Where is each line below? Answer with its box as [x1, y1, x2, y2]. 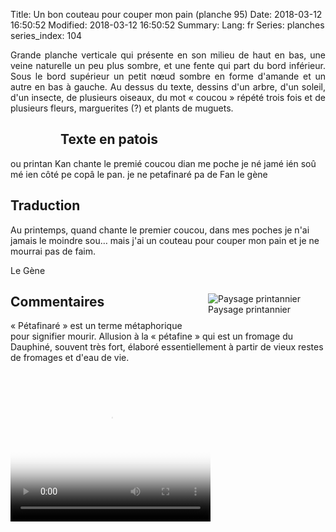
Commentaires [10, 294, 105, 311]
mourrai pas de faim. [10, 245, 96, 257]
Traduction [10, 197, 81, 214]
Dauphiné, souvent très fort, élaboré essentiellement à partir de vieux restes [10, 341, 324, 353]
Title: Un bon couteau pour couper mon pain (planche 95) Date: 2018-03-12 [10, 9, 323, 20]
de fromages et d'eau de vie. [10, 352, 130, 364]
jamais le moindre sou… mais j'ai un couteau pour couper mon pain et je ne [10, 234, 320, 246]
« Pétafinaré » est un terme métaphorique [10, 320, 183, 332]
